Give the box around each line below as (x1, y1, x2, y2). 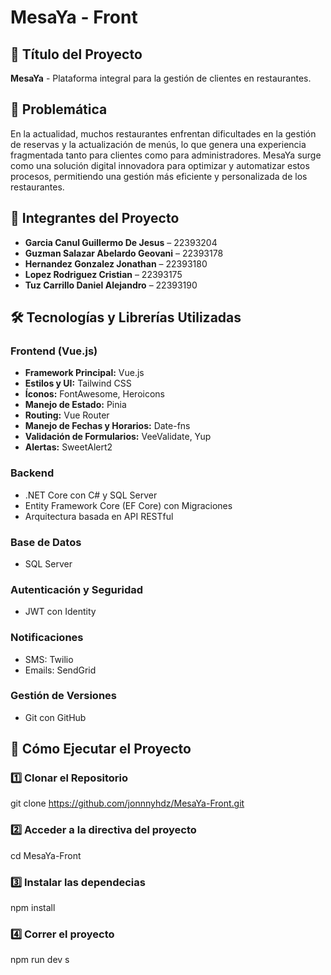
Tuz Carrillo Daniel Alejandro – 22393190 (24, 279, 198, 291)
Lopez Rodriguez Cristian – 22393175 (24, 268, 183, 280)
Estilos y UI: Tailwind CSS (24, 377, 132, 390)
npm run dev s (10, 954, 70, 966)
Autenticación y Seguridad (10, 582, 144, 596)
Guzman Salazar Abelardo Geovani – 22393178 (24, 247, 224, 259)
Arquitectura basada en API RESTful (24, 510, 174, 522)
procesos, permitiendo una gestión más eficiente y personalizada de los (10, 170, 308, 182)
